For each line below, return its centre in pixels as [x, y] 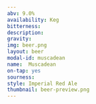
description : [26, 32]
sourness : [21, 77]
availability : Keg [33, 20]
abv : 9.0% [21, 13]
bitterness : [24, 26]
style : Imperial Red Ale [42, 83]
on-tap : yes [24, 70]
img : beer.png [27, 45]
